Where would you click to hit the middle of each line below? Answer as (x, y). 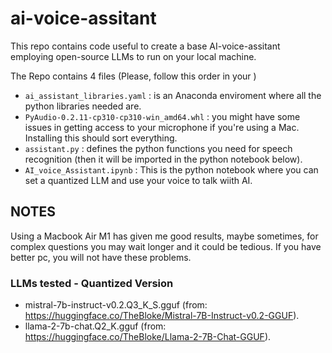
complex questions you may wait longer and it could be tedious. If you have (166, 246)
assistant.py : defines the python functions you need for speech (158, 148)
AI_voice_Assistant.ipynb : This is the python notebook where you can (171, 169)
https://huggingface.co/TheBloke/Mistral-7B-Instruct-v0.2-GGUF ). (162, 316)
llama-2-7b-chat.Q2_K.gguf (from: (95, 326)
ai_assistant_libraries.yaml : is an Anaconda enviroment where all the (173, 95)
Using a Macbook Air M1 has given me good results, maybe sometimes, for (164, 236)
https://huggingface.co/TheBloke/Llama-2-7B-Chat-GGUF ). (148, 337)
